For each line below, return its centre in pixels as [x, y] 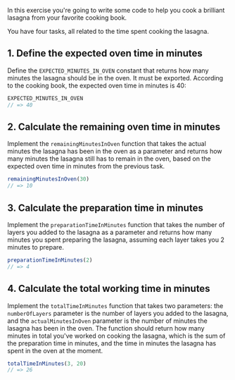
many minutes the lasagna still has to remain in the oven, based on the [109, 159]
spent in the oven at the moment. [55, 350]
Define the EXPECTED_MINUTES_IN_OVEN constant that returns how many [108, 71]
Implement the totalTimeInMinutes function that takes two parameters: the [115, 305]
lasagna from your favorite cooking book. [67, 18]
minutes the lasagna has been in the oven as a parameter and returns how [115, 152]
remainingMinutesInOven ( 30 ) [49, 179]
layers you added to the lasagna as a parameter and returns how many [110, 232]
